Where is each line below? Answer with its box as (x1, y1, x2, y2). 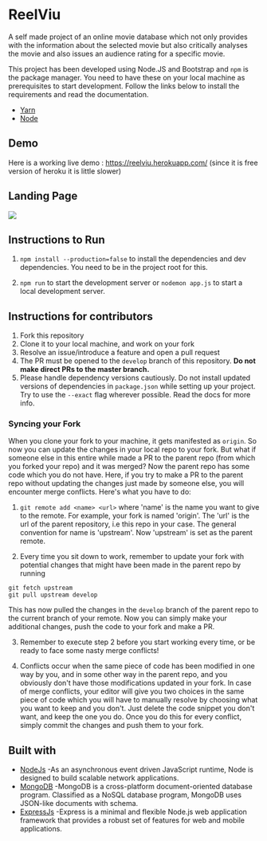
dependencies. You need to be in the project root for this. (19, 263, 209, 272)
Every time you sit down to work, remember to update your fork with (19, 552, 245, 561)
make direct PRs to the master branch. (19, 365, 150, 374)
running (19, 569, 46, 578)
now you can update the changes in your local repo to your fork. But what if (8, 444, 257, 455)
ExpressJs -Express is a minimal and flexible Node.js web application (19, 807, 247, 817)
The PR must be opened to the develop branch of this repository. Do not (19, 356, 257, 366)
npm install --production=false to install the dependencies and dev (19, 254, 247, 264)
